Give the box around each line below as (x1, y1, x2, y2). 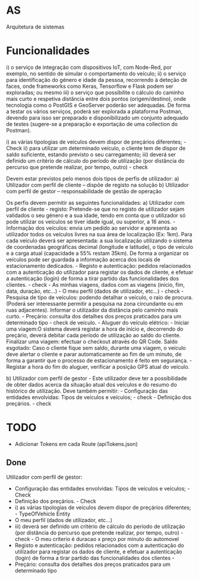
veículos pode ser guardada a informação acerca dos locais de (6, 256, 160, 263)
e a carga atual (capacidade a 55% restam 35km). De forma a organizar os (6, 249, 189, 257)
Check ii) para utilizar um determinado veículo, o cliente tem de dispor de (6, 144, 186, 151)
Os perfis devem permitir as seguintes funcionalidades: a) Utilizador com (6, 199, 185, 206)
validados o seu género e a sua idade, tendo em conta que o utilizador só (6, 211, 186, 219)
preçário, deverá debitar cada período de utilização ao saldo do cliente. (6, 331, 181, 338)
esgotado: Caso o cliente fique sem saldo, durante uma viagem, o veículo (6, 344, 186, 351)
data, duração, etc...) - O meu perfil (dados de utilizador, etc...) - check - (6, 287, 184, 295)
